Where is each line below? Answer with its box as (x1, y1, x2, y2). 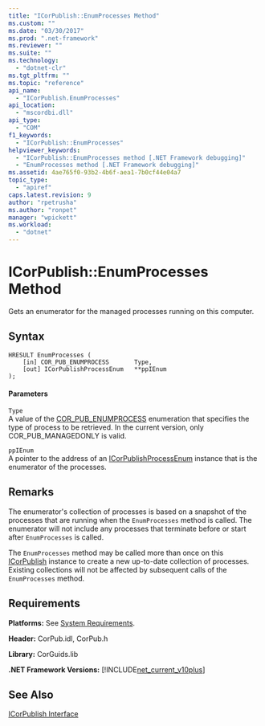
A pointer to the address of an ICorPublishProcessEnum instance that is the (8, 453, 258, 463)
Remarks (8, 485, 55, 499)
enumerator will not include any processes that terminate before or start (8, 524, 247, 533)
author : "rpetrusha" (8, 198, 78, 206)
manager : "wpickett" (8, 214, 78, 222)
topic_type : (8, 176, 48, 185)
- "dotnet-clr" (15, 64, 67, 72)
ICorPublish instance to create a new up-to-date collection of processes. (8, 556, 250, 566)
